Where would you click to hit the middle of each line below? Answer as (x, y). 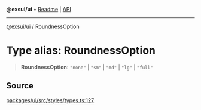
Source (20, 86)
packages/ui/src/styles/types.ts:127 (50, 100)
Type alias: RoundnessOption (81, 51)
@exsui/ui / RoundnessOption (43, 26)
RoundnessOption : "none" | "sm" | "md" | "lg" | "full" (87, 67)
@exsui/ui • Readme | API (39, 9)
